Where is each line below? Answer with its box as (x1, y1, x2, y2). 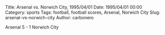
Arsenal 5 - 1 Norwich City (5, 24, 59, 30)
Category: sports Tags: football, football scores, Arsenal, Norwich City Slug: (5, 9, 161, 15)
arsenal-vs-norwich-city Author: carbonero (5, 15, 94, 20)
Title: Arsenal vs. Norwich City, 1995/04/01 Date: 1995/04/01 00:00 (5, 4, 143, 10)
